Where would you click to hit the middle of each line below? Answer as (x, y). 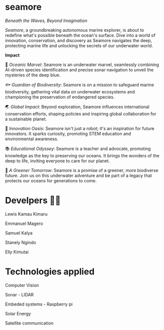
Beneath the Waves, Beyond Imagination (46, 21)
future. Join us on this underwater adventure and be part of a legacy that (79, 176)
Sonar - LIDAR (20, 294)
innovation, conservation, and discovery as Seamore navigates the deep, (79, 40)
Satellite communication (29, 323)
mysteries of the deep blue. (33, 75)
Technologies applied (50, 272)
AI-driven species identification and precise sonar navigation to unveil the (79, 69)
